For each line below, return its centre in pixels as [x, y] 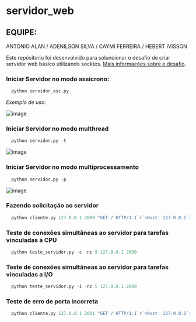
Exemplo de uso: [26, 102]
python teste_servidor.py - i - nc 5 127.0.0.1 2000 [74, 287]
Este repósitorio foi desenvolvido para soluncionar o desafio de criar [88, 58]
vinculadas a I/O [29, 274]
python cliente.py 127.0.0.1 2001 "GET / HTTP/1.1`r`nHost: [86, 314]
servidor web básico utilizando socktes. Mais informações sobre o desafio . [96, 64]
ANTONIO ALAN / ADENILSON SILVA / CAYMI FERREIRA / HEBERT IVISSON [97, 46]
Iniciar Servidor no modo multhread [57, 129]
